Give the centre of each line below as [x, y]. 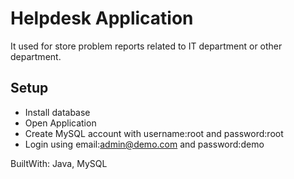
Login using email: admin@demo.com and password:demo [144, 144]
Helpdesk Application [102, 18]
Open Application [60, 123]
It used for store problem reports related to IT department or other [146, 46]
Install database [57, 112]
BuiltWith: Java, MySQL [59, 163]
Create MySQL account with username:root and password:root [154, 133]
